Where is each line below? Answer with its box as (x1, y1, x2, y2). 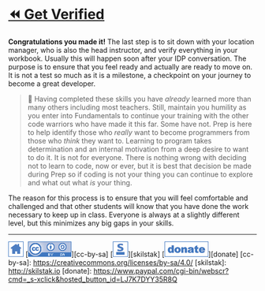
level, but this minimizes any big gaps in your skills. (8, 218, 174, 228)
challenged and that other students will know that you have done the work (8, 201, 249, 211)
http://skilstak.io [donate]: (8, 266, 92, 275)
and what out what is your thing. (27, 177, 132, 187)
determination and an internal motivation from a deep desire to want (27, 144, 249, 154)
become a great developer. (8, 79, 96, 88)
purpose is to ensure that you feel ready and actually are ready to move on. (8, 62, 253, 71)
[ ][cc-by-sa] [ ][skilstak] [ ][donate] (24, 249, 239, 259)
